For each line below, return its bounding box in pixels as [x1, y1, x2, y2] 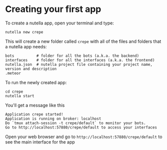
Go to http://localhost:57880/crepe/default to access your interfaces [5, 125, 157, 130]
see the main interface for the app [5, 139, 75, 145]
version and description [5, 66, 57, 71]
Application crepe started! [5, 112, 64, 117]
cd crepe [5, 89, 23, 94]
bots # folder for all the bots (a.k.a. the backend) [5, 53, 140, 58]
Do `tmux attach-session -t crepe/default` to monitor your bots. [5, 121, 146, 126]
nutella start [5, 93, 35, 98]
